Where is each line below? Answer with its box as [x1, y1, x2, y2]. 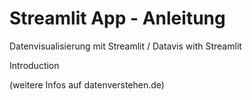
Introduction [9, 59, 60, 71]
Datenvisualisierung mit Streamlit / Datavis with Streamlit [9, 40, 242, 52]
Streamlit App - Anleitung [9, 7, 226, 30]
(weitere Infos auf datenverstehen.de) [9, 78, 165, 91]
